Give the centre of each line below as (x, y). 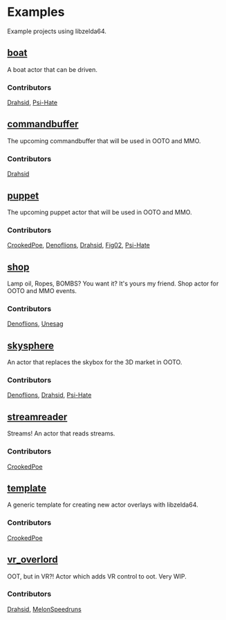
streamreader (37, 416)
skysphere (30, 345)
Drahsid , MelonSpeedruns (44, 609)
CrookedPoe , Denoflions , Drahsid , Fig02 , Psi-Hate (79, 245)
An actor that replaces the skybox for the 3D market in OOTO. (95, 362)
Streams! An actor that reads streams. (61, 433)
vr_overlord (33, 560)
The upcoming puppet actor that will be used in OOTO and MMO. (100, 212)
